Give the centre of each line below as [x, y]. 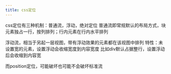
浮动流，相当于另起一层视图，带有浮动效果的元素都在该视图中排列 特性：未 [84, 42]
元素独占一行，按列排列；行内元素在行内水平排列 [57, 32]
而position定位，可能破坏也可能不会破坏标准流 [54, 66]
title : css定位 [21, 10]
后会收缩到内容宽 [23, 55]
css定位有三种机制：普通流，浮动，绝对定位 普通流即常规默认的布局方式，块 [86, 25]
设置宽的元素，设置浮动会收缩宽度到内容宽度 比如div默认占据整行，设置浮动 [85, 48]
